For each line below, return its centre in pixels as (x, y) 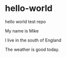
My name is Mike (22, 31)
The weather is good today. (32, 49)
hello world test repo (26, 22)
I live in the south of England (33, 40)
